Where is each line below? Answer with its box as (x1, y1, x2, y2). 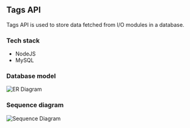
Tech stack (6, 36, 40, 44)
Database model (6, 72, 56, 80)
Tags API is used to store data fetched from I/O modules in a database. (6, 21, 185, 28)
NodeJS (15, 50, 36, 57)
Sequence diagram (6, 101, 64, 109)
